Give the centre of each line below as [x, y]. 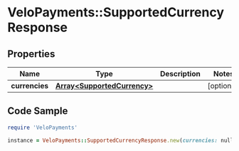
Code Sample [38, 111]
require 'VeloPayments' [43, 127]
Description [180, 74]
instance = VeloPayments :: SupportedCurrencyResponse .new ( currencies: [113, 140]
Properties [31, 54]
